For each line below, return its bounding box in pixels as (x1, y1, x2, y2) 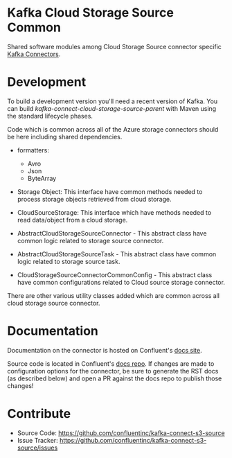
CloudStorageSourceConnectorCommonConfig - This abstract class (17, 270, 213, 279)
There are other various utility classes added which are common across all (7, 291, 220, 299)
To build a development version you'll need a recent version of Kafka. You (7, 97, 218, 105)
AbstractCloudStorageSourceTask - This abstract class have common (17, 249, 217, 258)
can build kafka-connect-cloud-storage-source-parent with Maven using (7, 104, 217, 112)
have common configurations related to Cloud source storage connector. (17, 278, 225, 286)
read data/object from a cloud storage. (17, 215, 128, 224)
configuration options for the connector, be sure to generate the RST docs (7, 367, 219, 375)
